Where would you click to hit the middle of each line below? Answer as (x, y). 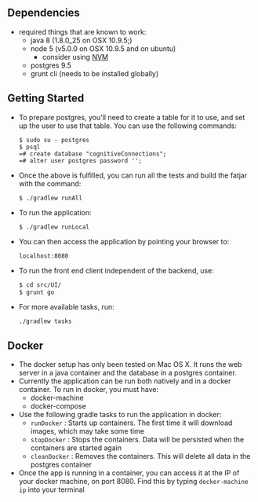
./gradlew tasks (45, 321)
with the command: (50, 183)
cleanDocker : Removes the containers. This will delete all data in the (140, 456)
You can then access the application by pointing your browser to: (124, 241)
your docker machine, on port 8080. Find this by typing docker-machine (133, 482)
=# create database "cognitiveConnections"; (93, 154)
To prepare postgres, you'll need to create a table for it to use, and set (132, 117)
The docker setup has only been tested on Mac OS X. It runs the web (130, 365)
